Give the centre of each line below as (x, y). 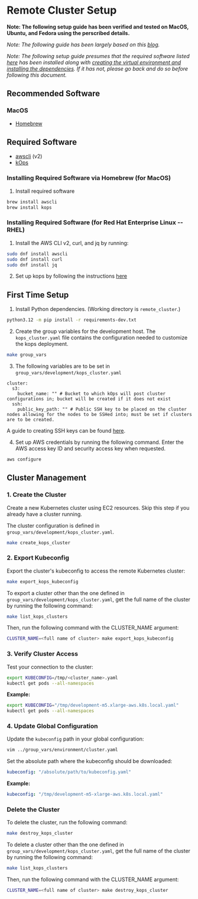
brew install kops (29, 207)
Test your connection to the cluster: (50, 667)
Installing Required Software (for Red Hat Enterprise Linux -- (95, 223)
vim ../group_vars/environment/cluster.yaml (62, 750)
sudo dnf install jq (32, 265)
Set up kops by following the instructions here (71, 276)
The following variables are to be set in (62, 366)
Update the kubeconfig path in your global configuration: (75, 739)
